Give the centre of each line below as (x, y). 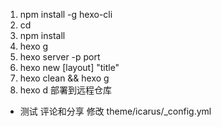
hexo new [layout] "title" (69, 67)
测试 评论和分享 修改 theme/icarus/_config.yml (115, 111)
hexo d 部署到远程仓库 (66, 90)
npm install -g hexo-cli (66, 14)
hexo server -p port (60, 57)
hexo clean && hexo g (64, 78)
